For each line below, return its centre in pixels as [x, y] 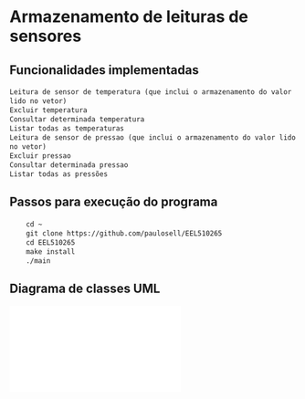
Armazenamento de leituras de [129, 17]
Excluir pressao [40, 156]
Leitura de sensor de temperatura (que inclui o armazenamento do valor [151, 92]
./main [38, 261]
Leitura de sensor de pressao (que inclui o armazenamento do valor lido [153, 138]
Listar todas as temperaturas [67, 129]
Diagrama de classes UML [85, 289]
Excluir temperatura [49, 110]
